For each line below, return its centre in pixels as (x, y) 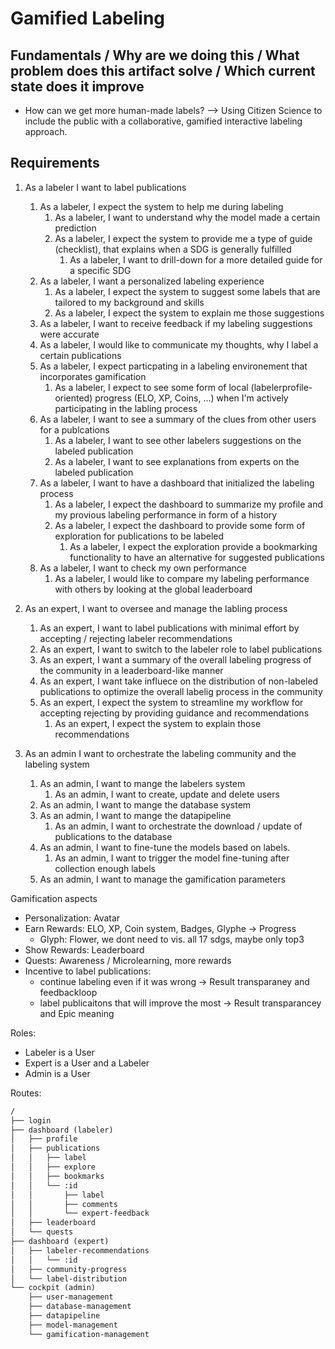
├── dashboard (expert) (60, 1242)
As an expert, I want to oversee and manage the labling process (156, 608)
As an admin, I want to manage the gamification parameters (163, 879)
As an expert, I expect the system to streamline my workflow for (171, 702)
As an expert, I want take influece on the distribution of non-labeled (179, 681)
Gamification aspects (54, 898)
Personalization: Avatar (72, 918)
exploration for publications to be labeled (139, 536)
